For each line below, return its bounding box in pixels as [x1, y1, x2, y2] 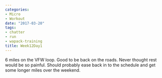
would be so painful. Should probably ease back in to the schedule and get [5, 62, 156, 68]
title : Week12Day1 [5, 43, 42, 48]
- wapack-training [5, 39, 42, 44]
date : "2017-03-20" [5, 20, 45, 26]
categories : [5, 7, 29, 12]
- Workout [5, 16, 25, 21]
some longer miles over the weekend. [5, 67, 81, 73]
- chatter [5, 30, 25, 35]
